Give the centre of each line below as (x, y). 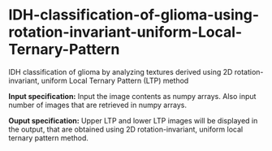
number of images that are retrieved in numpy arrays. (97, 105)
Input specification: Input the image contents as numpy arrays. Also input (132, 96)
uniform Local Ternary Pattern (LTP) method (115, 80)
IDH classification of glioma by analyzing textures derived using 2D (121, 71)
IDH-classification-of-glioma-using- (134, 15)
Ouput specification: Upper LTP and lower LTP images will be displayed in (133, 120)
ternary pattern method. (49, 138)
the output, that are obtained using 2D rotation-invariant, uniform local (126, 129)
